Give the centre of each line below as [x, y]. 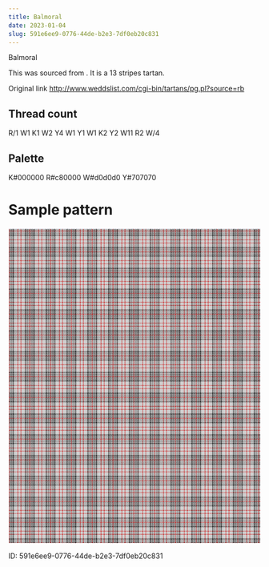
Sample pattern [61, 210]
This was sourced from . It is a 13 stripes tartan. [87, 73]
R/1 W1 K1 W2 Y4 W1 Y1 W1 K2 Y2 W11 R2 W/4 [84, 133]
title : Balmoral [35, 17]
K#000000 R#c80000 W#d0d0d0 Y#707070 [82, 177]
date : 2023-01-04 [37, 25]
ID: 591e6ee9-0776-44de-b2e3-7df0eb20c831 [86, 556]
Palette [26, 158]
